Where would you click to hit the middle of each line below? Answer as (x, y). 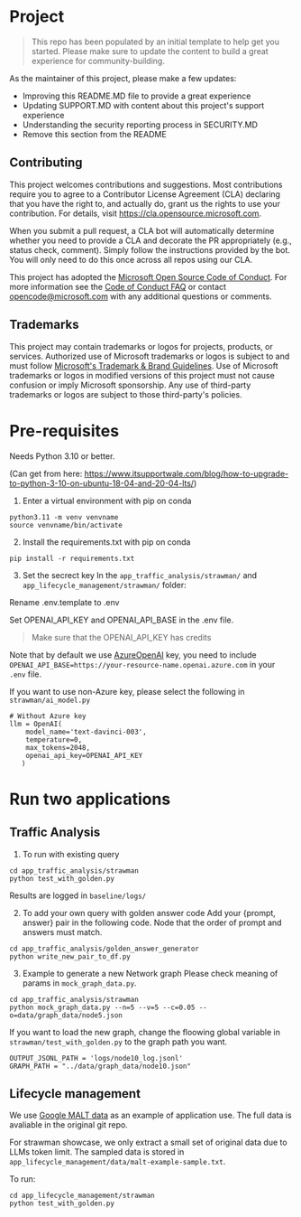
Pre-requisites (64, 431)
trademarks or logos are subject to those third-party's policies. (126, 394)
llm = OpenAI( (36, 724)
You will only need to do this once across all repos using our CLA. (131, 259)
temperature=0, (54, 740)
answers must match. (62, 931)
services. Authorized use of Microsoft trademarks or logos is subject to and (150, 356)
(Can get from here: (46, 473)
